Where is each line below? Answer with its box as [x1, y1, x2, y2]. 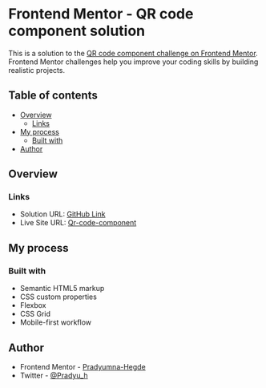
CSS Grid [19, 309, 50, 319]
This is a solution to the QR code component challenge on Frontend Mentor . [8, 48, 258, 58]
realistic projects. [8, 65, 66, 75]
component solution [8, 22, 146, 40]
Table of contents [8, 89, 98, 103]
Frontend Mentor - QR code [8, 5, 194, 23]
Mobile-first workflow [19, 317, 92, 327]
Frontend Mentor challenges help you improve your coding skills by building [8, 57, 259, 67]
